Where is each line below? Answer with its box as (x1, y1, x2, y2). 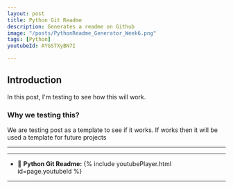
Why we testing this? (7, 110, 80, 120)
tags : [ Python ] (7, 36, 51, 43)
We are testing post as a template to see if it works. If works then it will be (7, 126, 218, 134)
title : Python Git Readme (7, 17, 82, 24)
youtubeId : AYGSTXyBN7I (7, 42, 76, 49)
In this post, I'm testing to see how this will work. (7, 92, 146, 101)
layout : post (7, 10, 45, 17)
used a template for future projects (7, 133, 107, 142)
